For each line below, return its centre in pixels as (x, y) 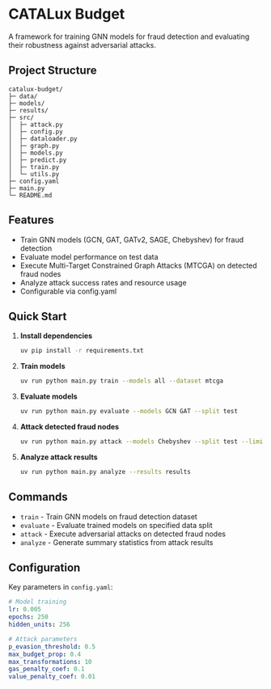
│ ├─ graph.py (34, 146)
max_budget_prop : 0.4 (45, 654)
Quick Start (38, 316)
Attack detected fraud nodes (70, 427)
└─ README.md (30, 195)
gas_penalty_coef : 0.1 (47, 669)
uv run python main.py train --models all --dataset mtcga (122, 381)
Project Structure (53, 71)
